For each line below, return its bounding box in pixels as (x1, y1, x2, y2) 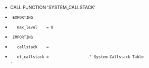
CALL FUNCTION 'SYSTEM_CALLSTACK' (10, 5, 96, 10)
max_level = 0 (17, 25, 54, 30)
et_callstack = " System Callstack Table (17, 54, 144, 59)
